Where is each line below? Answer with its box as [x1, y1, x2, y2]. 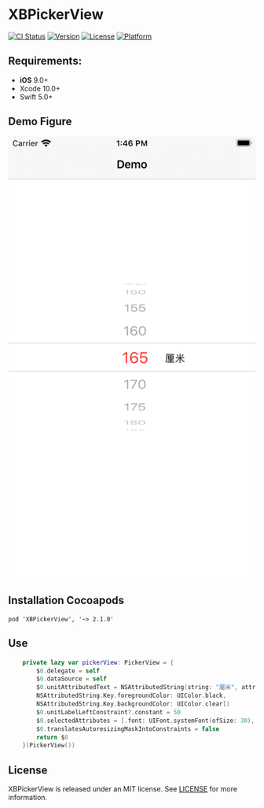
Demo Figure [8, 115, 72, 128]
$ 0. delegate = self [36, 667, 101, 675]
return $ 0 [36, 733, 68, 741]
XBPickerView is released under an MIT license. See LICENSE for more [8, 784, 238, 794]
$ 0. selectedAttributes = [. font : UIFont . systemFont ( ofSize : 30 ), [36, 717, 255, 725]
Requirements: [8, 54, 82, 68]
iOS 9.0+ [19, 75, 49, 84]
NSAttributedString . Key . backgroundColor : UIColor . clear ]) [36, 700, 230, 708]
